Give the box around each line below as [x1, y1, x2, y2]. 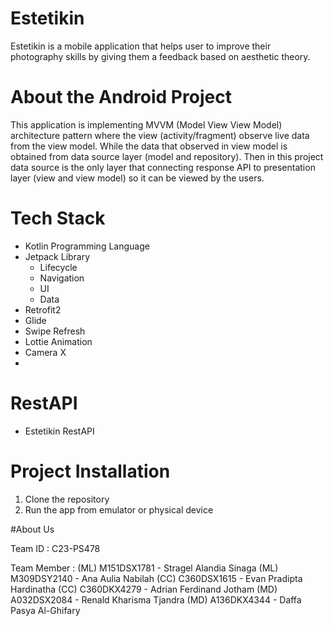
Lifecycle [39, 261, 78, 273]
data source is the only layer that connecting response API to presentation [10, 161, 316, 173]
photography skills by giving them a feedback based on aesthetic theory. [10, 50, 311, 62]
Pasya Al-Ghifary [10, 604, 81, 616]
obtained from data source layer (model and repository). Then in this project [10, 150, 324, 162]
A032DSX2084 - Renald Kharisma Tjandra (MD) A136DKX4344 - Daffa [10, 593, 302, 606]
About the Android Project [10, 86, 232, 109]
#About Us [10, 523, 55, 535]
